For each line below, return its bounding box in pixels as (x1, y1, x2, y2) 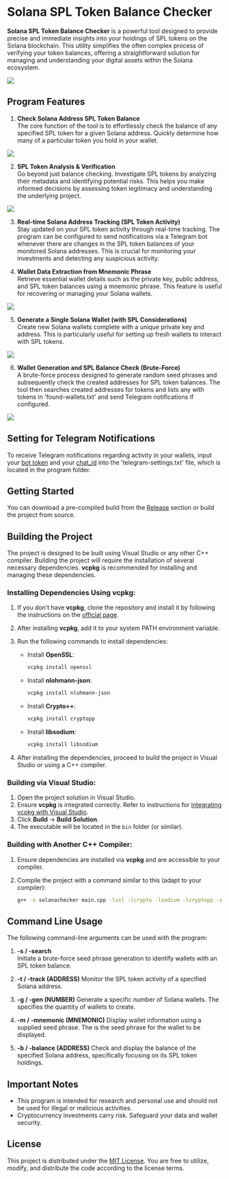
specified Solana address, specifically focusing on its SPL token (16, 1051, 198, 1060)
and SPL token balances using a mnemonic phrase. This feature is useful (16, 282, 222, 290)
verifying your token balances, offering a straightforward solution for (7, 49, 200, 57)
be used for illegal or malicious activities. (16, 1104, 132, 1112)
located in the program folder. (7, 465, 91, 474)
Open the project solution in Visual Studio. (16, 793, 136, 802)
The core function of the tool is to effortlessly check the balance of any (16, 121, 217, 130)
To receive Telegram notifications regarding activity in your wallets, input (7, 451, 212, 459)
